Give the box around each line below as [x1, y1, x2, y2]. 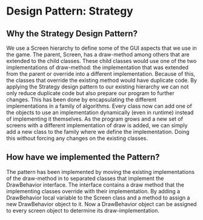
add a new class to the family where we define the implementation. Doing [6, 128, 190, 135]
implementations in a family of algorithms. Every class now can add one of [6, 102, 192, 110]
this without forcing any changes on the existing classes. [6, 135, 148, 142]
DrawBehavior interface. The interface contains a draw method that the [6, 181, 185, 188]
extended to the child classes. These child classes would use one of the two [6, 58, 197, 64]
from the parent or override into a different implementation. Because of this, [6, 70, 196, 77]
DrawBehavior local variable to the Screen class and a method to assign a [6, 194, 190, 201]
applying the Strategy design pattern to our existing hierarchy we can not [6, 83, 189, 90]
